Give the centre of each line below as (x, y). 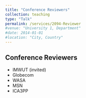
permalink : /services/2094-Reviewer (43, 24)
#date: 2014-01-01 (24, 33)
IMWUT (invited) (29, 70)
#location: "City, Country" (34, 38)
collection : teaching (28, 14)
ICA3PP (20, 91)
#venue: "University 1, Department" (43, 28)
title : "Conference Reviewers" (38, 10)
